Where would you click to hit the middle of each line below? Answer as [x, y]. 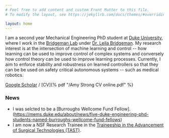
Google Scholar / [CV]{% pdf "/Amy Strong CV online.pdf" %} [69, 85]
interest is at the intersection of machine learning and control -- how [76, 49]
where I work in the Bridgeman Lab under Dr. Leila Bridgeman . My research [83, 43]
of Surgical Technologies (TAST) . [47, 130]
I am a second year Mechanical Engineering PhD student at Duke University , [84, 38]
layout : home [19, 24]
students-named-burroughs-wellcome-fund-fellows [66, 119]
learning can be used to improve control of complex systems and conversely [84, 54]
